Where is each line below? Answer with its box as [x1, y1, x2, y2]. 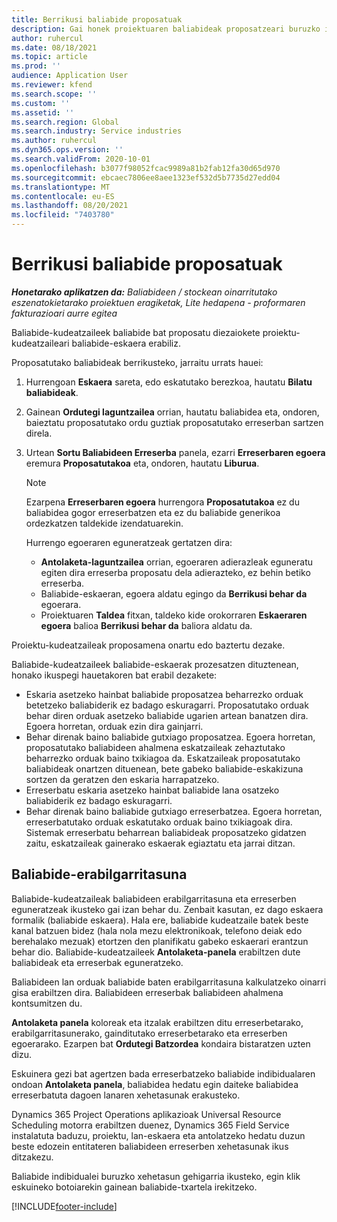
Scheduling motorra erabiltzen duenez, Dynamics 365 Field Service [11, 1119, 290, 1131]
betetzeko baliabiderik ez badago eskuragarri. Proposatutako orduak [25, 699, 309, 711]
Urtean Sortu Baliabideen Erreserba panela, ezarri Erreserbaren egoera [25, 446, 326, 458]
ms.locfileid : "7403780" [11, 210, 115, 220]
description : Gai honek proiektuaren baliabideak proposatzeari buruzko [11, 24, 321, 34]
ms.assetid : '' [11, 107, 75, 118]
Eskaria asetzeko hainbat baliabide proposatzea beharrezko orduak [25, 688, 304, 700]
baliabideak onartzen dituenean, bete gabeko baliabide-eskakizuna [25, 762, 304, 775]
